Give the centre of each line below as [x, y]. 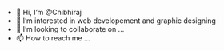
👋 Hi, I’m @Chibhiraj [49, 12]
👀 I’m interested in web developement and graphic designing [116, 21]
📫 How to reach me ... [53, 38]
